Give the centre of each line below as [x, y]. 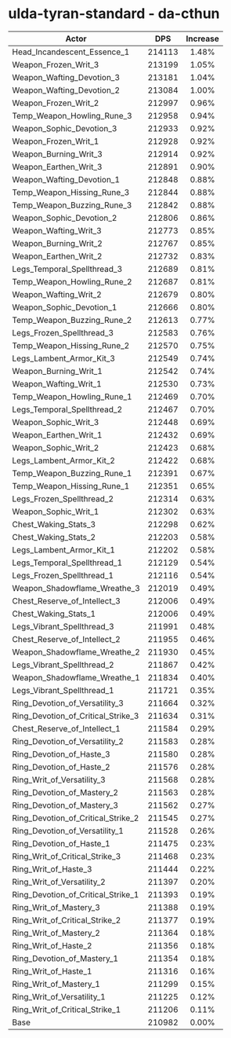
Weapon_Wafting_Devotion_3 [66, 77]
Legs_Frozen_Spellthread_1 [63, 575]
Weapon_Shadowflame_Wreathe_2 [76, 651]
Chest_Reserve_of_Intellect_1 [67, 728]
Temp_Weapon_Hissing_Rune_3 [71, 192]
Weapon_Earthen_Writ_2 [57, 256]
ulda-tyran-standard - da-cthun [114, 14]
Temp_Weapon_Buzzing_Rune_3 [72, 205]
